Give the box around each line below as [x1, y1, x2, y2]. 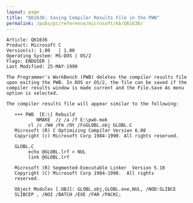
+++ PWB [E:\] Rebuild [14, 112, 75, 118]
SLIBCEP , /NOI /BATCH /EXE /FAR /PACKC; [14, 191, 122, 198]
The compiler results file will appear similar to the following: [6, 101, 179, 107]
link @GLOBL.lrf [28, 154, 70, 160]
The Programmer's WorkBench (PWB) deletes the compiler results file [6, 74, 188, 80]
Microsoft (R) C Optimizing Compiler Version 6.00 [14, 127, 147, 134]
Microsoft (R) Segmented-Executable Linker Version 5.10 [14, 165, 166, 171]
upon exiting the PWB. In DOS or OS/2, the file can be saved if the [6, 80, 188, 86]
